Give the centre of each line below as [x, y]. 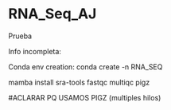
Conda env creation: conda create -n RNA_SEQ [85, 67]
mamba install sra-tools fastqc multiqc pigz [79, 82]
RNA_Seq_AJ [52, 14]
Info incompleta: [35, 51]
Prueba [20, 36]
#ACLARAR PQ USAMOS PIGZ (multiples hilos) [85, 97]
